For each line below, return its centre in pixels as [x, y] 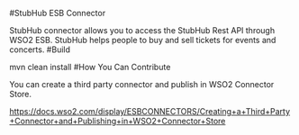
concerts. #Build [40, 49]
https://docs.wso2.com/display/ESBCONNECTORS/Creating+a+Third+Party [150, 111]
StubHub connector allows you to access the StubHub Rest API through [142, 30]
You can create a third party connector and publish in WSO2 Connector [142, 84]
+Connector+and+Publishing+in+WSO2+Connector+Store [118, 121]
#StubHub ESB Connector [58, 13]
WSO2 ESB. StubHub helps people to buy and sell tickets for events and [143, 40]
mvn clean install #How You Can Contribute [90, 67]
